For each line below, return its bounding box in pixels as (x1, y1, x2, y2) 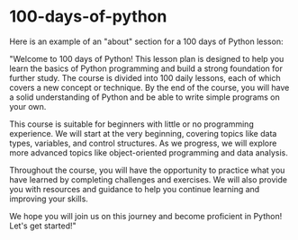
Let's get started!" (9, 220, 77, 231)
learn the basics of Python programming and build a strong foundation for (9, 63, 284, 74)
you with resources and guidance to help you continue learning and (9, 183, 260, 194)
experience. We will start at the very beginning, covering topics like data (9, 128, 277, 138)
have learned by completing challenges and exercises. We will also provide (9, 173, 288, 185)
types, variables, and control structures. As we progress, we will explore (9, 138, 277, 148)
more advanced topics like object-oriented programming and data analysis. (9, 147, 288, 158)
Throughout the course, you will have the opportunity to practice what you (9, 164, 285, 175)
